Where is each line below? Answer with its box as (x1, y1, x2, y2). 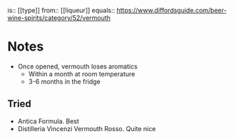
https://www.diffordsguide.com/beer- (116, 6, 227, 14)
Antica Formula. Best (17, 117, 80, 125)
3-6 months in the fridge (28, 77, 101, 86)
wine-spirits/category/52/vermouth (7, 14, 111, 22)
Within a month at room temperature (28, 69, 136, 78)
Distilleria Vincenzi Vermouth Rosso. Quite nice (17, 124, 156, 133)
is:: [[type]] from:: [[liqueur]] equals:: (7, 6, 116, 14)
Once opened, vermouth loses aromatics (17, 62, 138, 71)
